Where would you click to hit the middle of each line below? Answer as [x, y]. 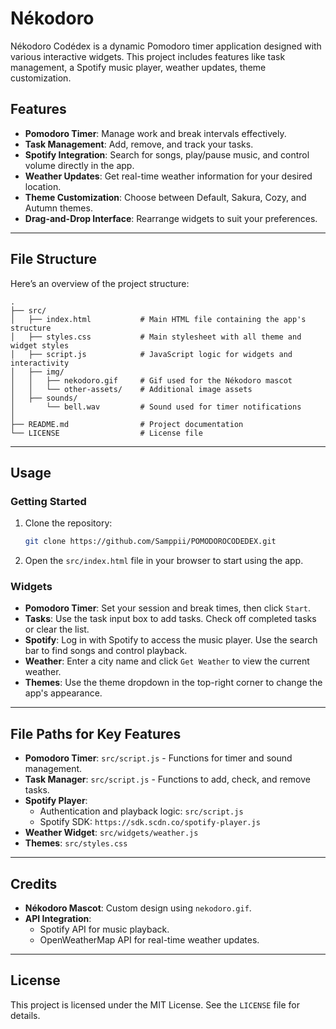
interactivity [40, 363]
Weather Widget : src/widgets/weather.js [111, 833]
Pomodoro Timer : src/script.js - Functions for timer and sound [158, 758]
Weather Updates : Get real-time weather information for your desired [168, 176]
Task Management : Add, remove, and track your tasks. [139, 144]
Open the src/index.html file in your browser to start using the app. [164, 561]
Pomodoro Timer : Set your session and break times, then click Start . [168, 608]
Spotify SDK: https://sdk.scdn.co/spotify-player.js [150, 822]
